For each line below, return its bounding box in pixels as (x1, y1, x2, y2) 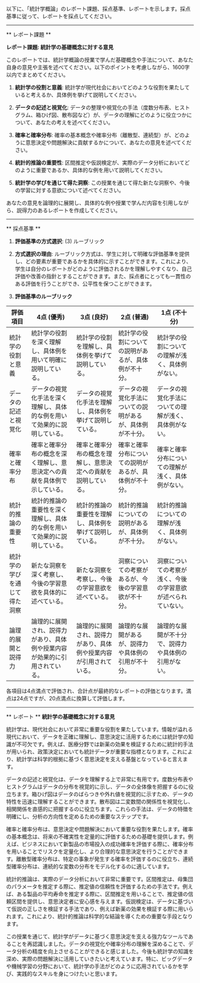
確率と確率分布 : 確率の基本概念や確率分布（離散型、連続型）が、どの (14, 132, 185, 138)
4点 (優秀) (36, 313, 65, 321)
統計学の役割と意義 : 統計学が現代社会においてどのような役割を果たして (14, 84, 190, 91)
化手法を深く (31, 394, 67, 402)
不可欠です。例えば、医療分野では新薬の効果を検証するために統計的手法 (16, 741, 193, 748)
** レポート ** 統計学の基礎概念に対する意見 (6, 713, 115, 720)
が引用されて (76, 658, 112, 666)
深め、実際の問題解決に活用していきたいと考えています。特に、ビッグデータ (6, 956, 193, 962)
